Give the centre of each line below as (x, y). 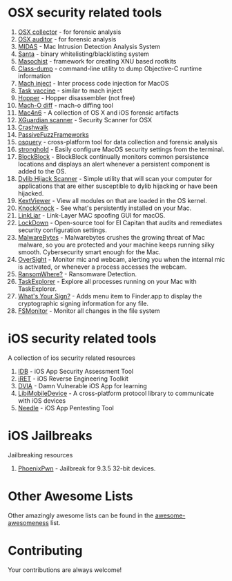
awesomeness (28, 522)
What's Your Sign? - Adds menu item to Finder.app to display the (110, 296)
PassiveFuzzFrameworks (53, 134)
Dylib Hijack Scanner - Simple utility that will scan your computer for (115, 178)
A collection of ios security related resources (71, 358)
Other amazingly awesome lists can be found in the (81, 515)
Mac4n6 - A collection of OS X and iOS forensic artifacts (98, 113)
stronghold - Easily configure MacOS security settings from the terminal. (121, 149)
